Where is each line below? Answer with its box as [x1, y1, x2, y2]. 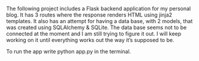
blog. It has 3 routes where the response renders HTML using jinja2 [6, 11, 172, 18]
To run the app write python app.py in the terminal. [6, 48, 131, 55]
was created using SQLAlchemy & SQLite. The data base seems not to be [6, 24, 187, 31]
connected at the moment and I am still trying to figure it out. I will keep [6, 30, 182, 37]
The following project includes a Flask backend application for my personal [6, 5, 191, 12]
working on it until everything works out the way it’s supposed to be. [6, 37, 174, 43]
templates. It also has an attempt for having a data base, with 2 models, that [6, 18, 193, 24]
